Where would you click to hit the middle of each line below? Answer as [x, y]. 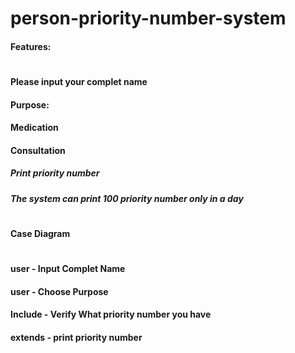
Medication [34, 128]
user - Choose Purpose [59, 291]
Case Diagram [40, 233]
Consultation [38, 150]
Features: [31, 46]
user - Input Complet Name [68, 269]
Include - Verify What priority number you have [111, 314]
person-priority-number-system [148, 18]
